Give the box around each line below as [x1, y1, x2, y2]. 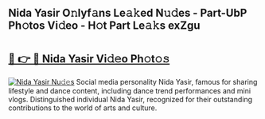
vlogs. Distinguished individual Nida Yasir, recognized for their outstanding [8, 95, 253, 104]
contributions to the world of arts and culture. [8, 103, 158, 113]
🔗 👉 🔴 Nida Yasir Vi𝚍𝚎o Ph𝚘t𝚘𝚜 [8, 52, 170, 65]
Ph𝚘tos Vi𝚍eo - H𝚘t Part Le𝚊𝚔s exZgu [8, 19, 201, 33]
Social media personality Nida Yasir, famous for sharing [76, 77, 258, 86]
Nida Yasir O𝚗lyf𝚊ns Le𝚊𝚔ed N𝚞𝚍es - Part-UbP [8, 6, 247, 20]
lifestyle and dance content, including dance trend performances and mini [8, 86, 251, 95]
